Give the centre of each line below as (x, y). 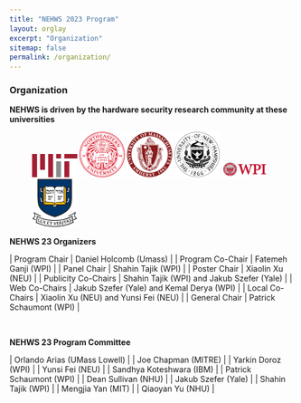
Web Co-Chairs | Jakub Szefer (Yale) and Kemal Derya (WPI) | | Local (139, 288)
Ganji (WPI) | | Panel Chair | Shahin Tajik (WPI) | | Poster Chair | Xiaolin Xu (146, 268)
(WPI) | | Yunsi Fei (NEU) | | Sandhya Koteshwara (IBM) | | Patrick (130, 369)
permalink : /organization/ (60, 58)
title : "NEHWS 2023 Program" (64, 19)
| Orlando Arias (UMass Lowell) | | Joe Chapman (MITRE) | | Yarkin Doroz (146, 360)
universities (33, 120)
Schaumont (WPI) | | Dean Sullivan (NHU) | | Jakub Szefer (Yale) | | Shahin (148, 379)
